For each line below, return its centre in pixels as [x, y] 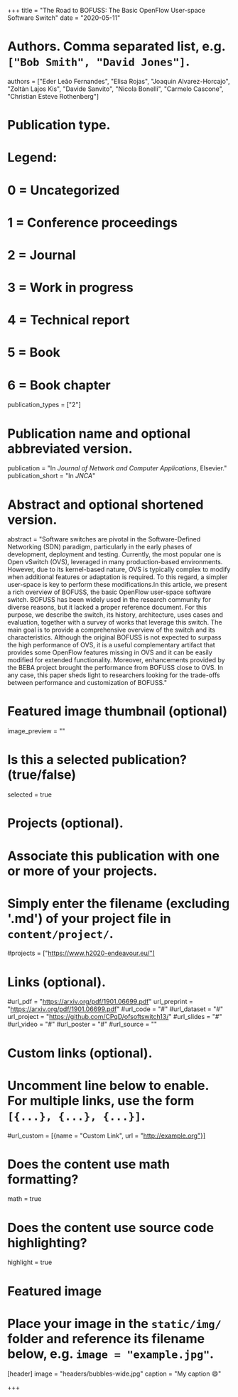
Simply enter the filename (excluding [119, 904]
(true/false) [42, 775]
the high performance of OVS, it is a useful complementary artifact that [111, 645]
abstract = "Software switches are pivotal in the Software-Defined [104, 539]
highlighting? [47, 1242]
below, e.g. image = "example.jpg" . [111, 1354]
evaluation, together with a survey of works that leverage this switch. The [115, 622]
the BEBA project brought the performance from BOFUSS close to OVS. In [115, 668]
